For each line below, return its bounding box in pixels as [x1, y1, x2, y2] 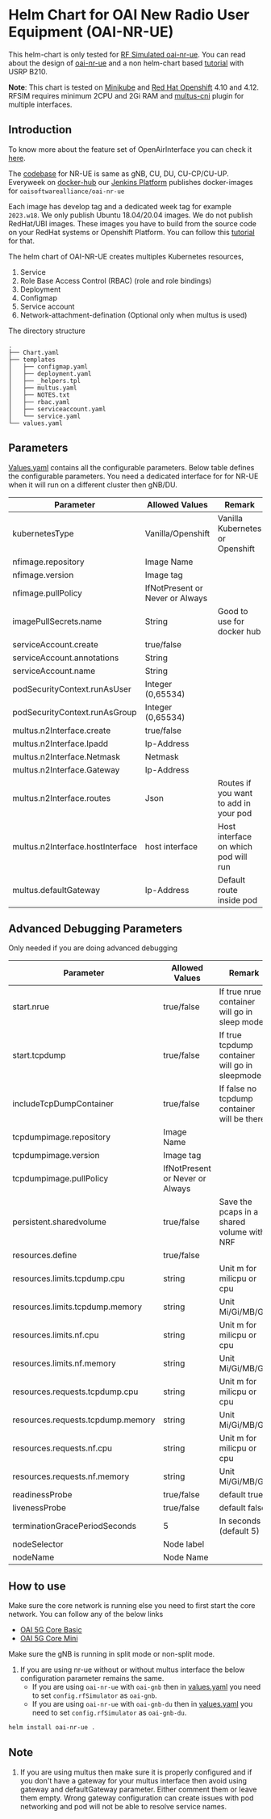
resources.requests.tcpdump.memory [12, 1414, 156, 1425]
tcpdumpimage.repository [12, 1131, 111, 1143]
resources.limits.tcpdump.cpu [12, 1273, 125, 1284]
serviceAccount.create [12, 638, 98, 650]
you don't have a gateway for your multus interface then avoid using [19, 1775, 248, 1785]
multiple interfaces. [8, 99, 73, 109]
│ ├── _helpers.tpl [8, 377, 81, 385]
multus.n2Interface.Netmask [12, 751, 121, 762]
